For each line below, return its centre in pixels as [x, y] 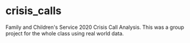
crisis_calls [34, 11]
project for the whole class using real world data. [65, 33]
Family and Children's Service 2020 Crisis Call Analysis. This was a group [95, 27]
